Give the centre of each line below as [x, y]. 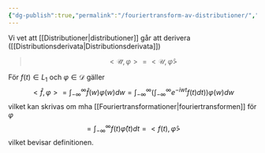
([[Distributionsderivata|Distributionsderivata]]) [84, 46]
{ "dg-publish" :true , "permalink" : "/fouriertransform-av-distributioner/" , [132, 15]
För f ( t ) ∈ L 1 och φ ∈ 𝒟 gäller [56, 78]
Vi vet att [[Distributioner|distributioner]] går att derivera [99, 38]
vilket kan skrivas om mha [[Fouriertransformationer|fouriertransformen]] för [132, 106]
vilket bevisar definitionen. [51, 143]
